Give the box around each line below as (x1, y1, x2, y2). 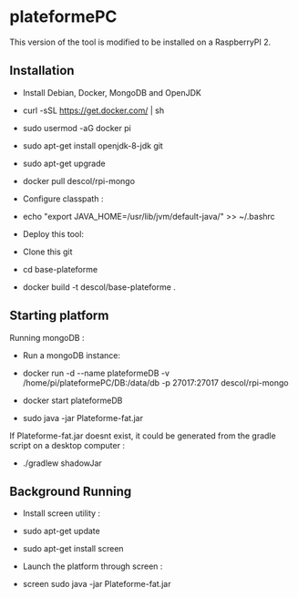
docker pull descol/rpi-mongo (22, 175, 135, 186)
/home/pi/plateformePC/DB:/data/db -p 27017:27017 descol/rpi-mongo (22, 376, 289, 388)
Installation (9, 63, 75, 78)
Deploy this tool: (22, 228, 85, 239)
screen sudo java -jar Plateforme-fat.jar (22, 579, 171, 590)
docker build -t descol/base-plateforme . (22, 281, 176, 293)
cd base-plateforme (22, 263, 98, 274)
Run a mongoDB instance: (22, 349, 121, 361)
